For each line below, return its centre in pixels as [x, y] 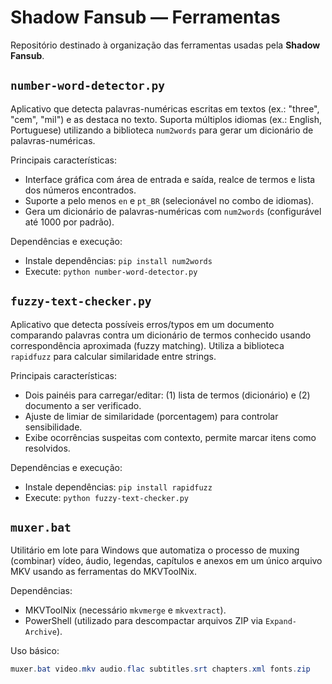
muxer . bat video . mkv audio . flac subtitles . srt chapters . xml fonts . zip [160, 669]
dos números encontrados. [80, 190]
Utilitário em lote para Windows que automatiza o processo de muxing [155, 550]
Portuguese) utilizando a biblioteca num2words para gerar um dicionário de [162, 130]
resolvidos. [47, 448]
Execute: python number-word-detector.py [111, 271]
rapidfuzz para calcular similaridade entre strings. [113, 356]
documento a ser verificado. [83, 405]
